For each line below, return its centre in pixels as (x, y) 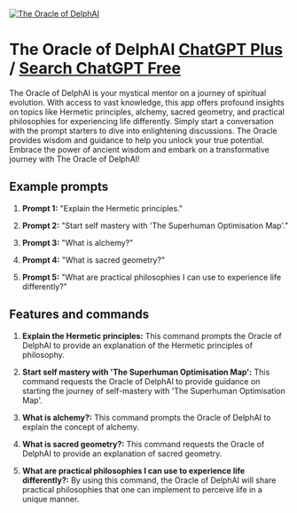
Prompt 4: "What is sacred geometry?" (94, 260)
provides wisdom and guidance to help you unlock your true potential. (137, 140)
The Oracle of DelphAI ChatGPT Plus (146, 50)
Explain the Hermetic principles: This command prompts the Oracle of (152, 335)
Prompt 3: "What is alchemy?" (78, 242)
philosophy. (43, 354)
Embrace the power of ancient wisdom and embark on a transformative (140, 149)
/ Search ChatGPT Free (95, 69)
